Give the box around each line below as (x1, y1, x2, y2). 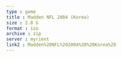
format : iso (6, 25, 39, 31)
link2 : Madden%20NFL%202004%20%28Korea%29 (6, 42, 117, 48)
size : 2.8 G (6, 20, 39, 26)
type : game (6, 8, 36, 15)
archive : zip (6, 31, 42, 37)
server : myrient (6, 36, 50, 42)
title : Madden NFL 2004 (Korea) (6, 14, 90, 20)
